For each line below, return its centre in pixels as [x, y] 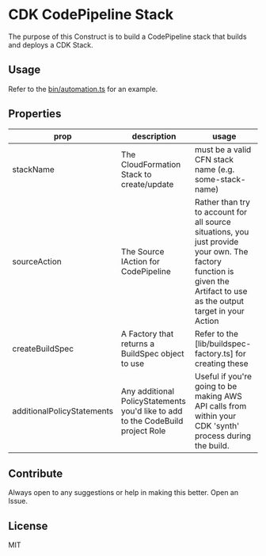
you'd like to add [152, 411]
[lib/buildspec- [223, 344]
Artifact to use [221, 291]
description [154, 136]
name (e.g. [215, 169]
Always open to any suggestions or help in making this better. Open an [123, 493]
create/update [148, 184]
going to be [216, 386]
